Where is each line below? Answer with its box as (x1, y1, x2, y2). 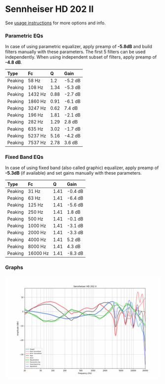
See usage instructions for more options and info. (5, 20, 106, 26)
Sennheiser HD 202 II (5, 3, 94, 15)
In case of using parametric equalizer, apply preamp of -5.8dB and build (5, 44, 152, 50)
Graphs (5, 264, 23, 271)
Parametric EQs (5, 32, 43, 39)
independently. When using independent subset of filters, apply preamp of (5, 54, 157, 60)
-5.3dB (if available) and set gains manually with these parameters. (5, 170, 142, 176)
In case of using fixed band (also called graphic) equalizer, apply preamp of (5, 165, 159, 171)
